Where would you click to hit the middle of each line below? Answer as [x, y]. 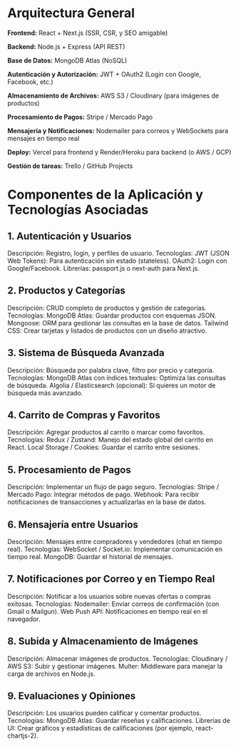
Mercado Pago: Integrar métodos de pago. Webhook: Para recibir [103, 495]
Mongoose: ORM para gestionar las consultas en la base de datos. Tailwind [118, 323]
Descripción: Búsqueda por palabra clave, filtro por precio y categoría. [111, 370]
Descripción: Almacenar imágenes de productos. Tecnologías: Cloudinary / [118, 658]
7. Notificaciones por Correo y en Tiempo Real [111, 579]
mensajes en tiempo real [43, 138]
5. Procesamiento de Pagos [69, 470]
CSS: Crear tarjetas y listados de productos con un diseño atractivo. [107, 330]
